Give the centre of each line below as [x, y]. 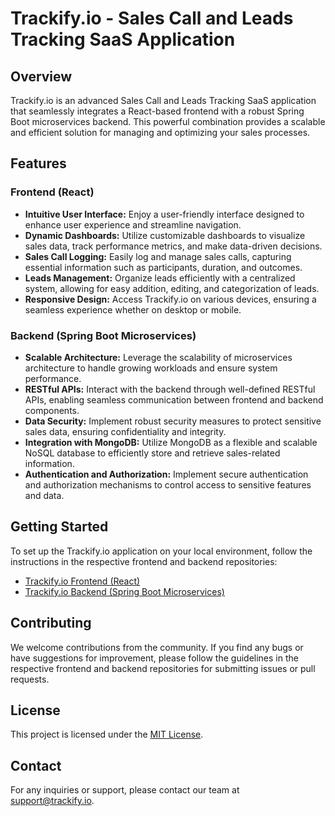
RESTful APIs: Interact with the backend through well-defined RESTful [170, 389]
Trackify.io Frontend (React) [82, 581]
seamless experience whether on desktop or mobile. [133, 309]
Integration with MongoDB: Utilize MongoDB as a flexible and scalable [171, 442]
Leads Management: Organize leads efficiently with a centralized [160, 278]
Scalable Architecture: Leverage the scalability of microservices [158, 357]
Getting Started [59, 527]
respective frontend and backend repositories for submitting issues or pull [163, 668]
